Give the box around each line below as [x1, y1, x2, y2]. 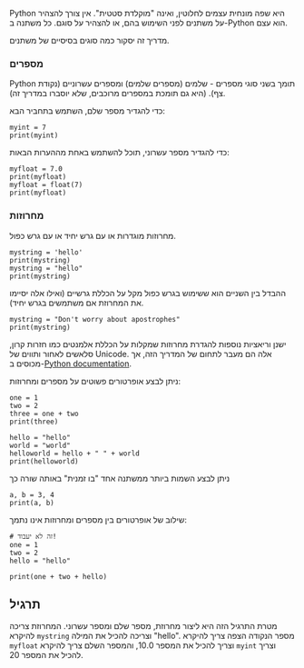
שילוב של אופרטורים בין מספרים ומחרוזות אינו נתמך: [9, 513, 188, 525]
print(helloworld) [9, 456, 79, 466]
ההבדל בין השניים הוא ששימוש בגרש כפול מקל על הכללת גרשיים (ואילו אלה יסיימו [9, 287, 287, 298]
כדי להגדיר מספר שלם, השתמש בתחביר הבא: [9, 105, 166, 116]
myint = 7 [9, 123, 47, 133]
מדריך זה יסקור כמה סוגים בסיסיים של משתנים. [9, 35, 170, 45]
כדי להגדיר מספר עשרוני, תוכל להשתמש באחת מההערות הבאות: [9, 147, 230, 158]
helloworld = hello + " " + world [9, 449, 141, 458]
